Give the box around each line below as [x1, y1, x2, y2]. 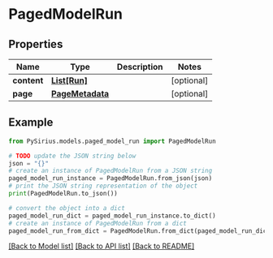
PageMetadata [51, 88, 110, 99]
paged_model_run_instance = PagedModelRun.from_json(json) [8, 174, 213, 183]
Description [116, 62, 164, 72]
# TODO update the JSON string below [8, 152, 136, 160]
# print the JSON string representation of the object [8, 182, 198, 191]
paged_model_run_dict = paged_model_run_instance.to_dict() [8, 212, 217, 220]
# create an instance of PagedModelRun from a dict [8, 219, 187, 227]
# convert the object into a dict [8, 204, 126, 212]
